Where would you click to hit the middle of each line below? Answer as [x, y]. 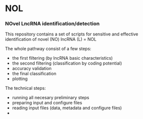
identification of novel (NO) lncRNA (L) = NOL [51, 39]
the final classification [34, 74]
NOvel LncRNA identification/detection [52, 24]
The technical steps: [26, 88]
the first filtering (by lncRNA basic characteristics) [62, 58]
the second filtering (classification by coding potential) [67, 63]
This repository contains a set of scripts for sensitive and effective [71, 34]
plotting [20, 79]
